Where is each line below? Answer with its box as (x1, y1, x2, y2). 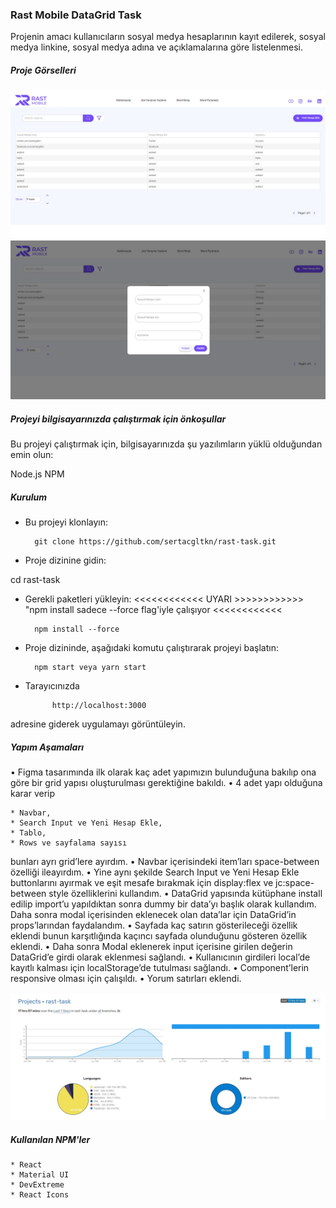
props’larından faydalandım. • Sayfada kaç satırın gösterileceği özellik (10, 919, 298, 932)
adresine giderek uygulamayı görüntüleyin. (10, 718, 186, 730)
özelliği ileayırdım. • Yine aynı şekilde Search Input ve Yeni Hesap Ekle (10, 866, 300, 878)
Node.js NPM (10, 468, 65, 480)
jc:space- (275, 877, 315, 889)
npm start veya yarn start (34, 663, 147, 673)
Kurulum (10, 491, 48, 503)
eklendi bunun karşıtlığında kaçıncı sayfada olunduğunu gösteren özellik (10, 930, 308, 942)
